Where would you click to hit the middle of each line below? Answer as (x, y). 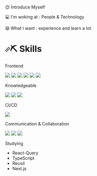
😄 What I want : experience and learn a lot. (49, 28)
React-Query (25, 153)
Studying (14, 143)
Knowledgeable (21, 85)
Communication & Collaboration (37, 124)
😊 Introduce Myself (25, 7)
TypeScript (23, 158)
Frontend (14, 66)
